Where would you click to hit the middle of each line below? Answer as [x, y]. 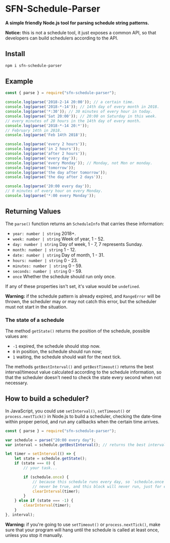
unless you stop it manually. [34, 535]
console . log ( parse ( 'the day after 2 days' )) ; [54, 177]
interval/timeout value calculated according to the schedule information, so [83, 372]
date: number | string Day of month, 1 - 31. [58, 255]
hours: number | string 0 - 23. [45, 260]
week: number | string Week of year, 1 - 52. [58, 239]
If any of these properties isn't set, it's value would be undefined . [73, 286]
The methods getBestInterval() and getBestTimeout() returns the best [79, 367]
